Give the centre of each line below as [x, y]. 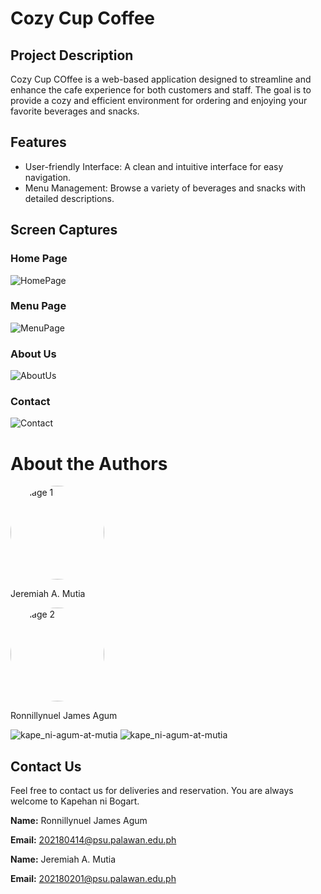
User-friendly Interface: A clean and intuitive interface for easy [154, 166]
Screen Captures [64, 230]
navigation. [48, 177]
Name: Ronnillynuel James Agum [79, 821]
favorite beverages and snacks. [75, 111]
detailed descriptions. [69, 198]
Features [38, 142]
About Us [33, 354]
